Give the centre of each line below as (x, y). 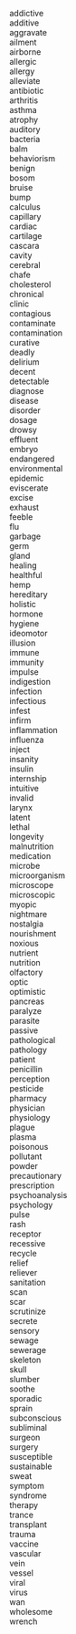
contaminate (33, 323)
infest (20, 711)
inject (19, 750)
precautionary (35, 1176)
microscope (32, 885)
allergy (22, 71)
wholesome (31, 1612)
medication (30, 856)
